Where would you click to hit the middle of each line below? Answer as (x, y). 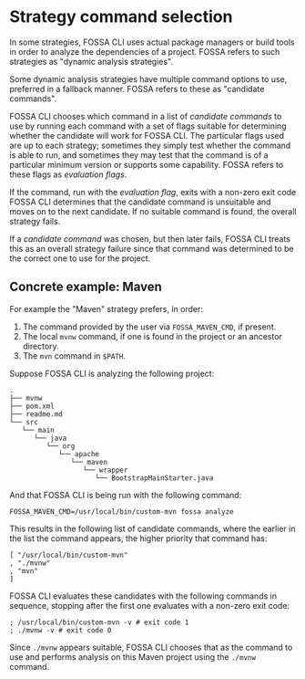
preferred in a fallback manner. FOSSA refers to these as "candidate (137, 89)
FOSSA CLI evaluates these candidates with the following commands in (143, 596)
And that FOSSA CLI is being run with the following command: (126, 495)
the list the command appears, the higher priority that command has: (138, 538)
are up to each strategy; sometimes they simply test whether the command (150, 145)
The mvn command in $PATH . (74, 355)
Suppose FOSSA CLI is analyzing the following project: (112, 373)
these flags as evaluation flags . (68, 174)
